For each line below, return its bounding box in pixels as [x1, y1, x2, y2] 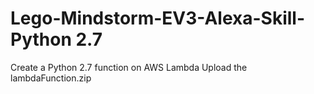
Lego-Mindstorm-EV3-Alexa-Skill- [10, 7, 306, 30]
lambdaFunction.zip [10, 72, 92, 84]
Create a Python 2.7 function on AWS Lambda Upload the [10, 61, 248, 73]
